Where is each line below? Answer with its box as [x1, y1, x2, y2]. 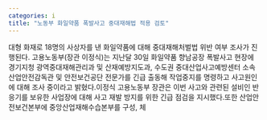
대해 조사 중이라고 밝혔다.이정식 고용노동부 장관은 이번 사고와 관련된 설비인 [16, 82, 251, 92]
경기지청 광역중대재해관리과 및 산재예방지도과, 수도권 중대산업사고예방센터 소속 [8, 62, 256, 72]
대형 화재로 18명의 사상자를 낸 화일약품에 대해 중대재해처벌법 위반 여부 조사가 [8, 42, 249, 52]
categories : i [8, 11, 56, 20]
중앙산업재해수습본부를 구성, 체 [49, 102, 146, 112]
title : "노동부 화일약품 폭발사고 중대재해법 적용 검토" [8, 19, 170, 27]
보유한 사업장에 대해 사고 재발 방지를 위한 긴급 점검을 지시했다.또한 [29, 92, 238, 102]
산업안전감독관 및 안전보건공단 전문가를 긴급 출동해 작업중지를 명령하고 [8, 72, 230, 82]
